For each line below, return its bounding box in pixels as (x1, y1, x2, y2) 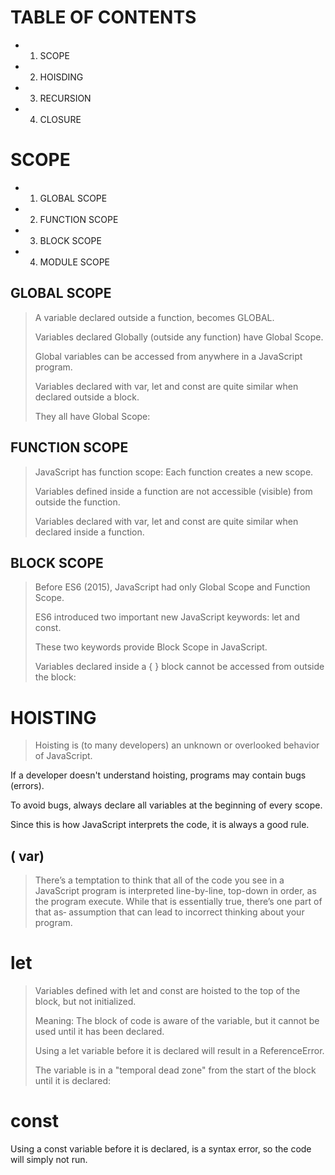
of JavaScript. (34, 750, 93, 762)
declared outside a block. (34, 391, 140, 403)
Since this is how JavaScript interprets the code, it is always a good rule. (10, 819, 310, 831)
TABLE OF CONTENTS (10, 6, 197, 29)
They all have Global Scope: (34, 410, 151, 422)
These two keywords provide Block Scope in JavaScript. (34, 641, 268, 653)
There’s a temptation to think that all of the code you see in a (34, 874, 285, 886)
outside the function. (34, 496, 121, 508)
